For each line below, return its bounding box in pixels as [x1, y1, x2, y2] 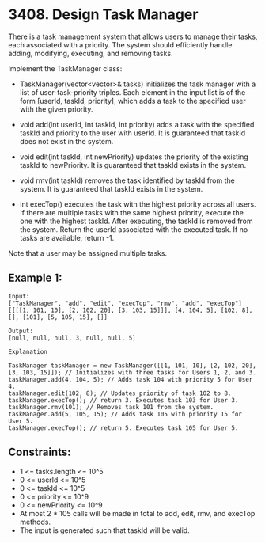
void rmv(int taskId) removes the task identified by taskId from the [19, 176, 235, 185]
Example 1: [8, 271, 62, 285]
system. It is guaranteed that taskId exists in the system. [19, 184, 203, 193]
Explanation [8, 347, 47, 355]
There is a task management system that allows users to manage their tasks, [8, 32, 258, 41]
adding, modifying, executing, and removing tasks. [8, 48, 173, 58]
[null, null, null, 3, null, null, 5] [8, 334, 136, 342]
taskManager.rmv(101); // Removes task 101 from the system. [8, 403, 214, 411]
